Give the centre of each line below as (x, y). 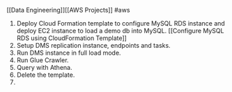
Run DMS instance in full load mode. (69, 53)
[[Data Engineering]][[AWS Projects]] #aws (68, 10)
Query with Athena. (44, 67)
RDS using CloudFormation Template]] (71, 38)
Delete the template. (46, 75)
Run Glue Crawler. (42, 60)
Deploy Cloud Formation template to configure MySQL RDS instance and (121, 23)
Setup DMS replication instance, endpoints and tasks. (94, 45)
